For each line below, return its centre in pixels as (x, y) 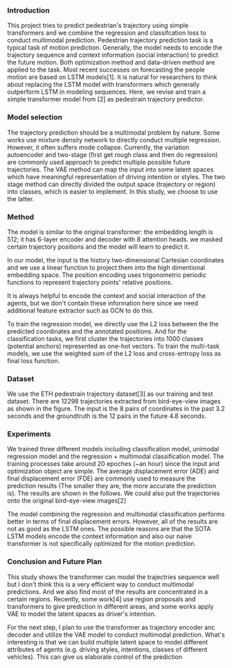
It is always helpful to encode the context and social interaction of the (107, 295)
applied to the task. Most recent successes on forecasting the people (106, 70)
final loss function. (34, 360)
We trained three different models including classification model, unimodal (113, 449)
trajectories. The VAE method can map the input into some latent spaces (110, 169)
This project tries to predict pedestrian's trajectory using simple (98, 26)
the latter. (21, 199)
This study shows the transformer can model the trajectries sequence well (113, 577)
